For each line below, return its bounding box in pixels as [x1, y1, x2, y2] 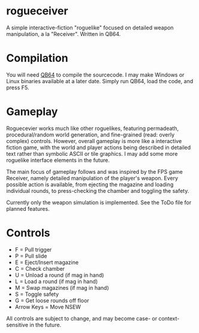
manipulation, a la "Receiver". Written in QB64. [6, 30, 121, 37]
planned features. [6, 205, 50, 212]
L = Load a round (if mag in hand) [14, 277, 98, 285]
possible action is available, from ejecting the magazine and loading [6, 181, 174, 188]
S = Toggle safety [14, 290, 59, 298]
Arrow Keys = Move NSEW [14, 303, 81, 310]
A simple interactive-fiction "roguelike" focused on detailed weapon [6, 24, 174, 31]
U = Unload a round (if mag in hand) [14, 271, 104, 278]
